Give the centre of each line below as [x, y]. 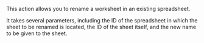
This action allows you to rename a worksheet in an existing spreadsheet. [98, 9]
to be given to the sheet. [37, 33]
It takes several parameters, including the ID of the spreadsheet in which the [102, 20]
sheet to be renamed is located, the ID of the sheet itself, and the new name [101, 27]
